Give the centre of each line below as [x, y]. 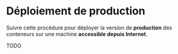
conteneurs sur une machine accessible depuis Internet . [77, 34]
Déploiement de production [76, 11]
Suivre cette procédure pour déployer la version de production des [89, 28]
